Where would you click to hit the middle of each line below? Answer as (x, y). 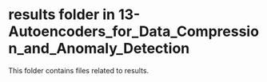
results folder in (62, 15)
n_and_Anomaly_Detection (99, 49)
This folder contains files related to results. (79, 70)
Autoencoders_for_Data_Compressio (134, 31)
